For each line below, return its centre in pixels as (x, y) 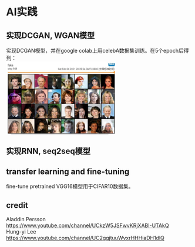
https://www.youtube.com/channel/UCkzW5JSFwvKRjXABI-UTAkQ (88, 225)
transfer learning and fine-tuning (68, 171)
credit (17, 205)
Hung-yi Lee (21, 232)
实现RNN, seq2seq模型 (48, 151)
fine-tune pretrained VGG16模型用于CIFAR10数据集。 (70, 186)
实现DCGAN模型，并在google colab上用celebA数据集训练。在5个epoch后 (95, 51)
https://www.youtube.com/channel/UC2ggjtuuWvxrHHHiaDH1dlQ (85, 238)
